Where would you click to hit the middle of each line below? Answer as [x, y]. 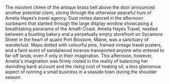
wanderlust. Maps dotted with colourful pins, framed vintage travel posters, [84, 45]
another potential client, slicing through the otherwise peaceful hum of [78, 13]
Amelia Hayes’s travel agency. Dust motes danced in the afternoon [74, 18]
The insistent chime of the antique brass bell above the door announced [80, 7]
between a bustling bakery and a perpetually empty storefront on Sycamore [84, 34]
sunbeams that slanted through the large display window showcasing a [79, 23]
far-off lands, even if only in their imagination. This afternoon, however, [79, 56]
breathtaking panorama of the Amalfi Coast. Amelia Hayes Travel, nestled [81, 29]
